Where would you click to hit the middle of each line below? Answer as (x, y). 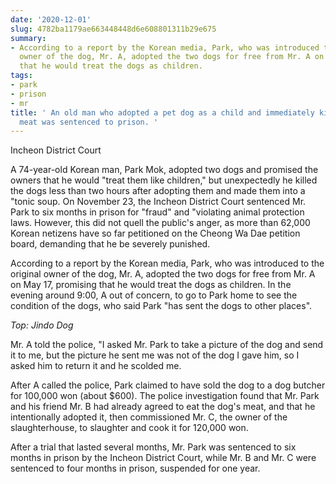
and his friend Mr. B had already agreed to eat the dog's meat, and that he (163, 407)
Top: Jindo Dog (42, 325)
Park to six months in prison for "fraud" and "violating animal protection (157, 212)
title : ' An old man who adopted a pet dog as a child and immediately (162, 112)
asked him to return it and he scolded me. (96, 366)
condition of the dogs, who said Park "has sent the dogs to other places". (161, 306)
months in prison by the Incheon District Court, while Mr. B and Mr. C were (163, 458)
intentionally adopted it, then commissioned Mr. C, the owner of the (149, 417)
